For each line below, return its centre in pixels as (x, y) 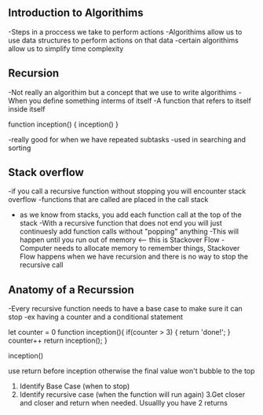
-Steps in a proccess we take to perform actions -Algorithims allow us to (125, 31)
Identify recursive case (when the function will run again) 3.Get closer (132, 395)
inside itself (27, 108)
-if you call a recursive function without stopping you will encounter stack (127, 191)
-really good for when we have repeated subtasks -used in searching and (127, 139)
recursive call (41, 265)
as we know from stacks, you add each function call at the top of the (130, 215)
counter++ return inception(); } (58, 340)
